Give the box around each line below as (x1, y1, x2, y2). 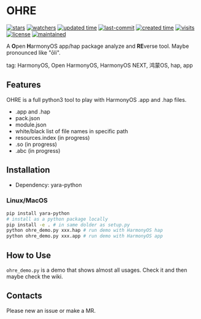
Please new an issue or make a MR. (6, 307, 96, 314)
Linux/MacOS (6, 196, 48, 205)
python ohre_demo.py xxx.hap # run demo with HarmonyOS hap (6, 228, 164, 234)
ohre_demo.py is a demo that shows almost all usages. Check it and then (6, 266, 188, 274)
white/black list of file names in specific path (15, 127, 129, 135)
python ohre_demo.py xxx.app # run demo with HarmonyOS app (6, 233, 164, 239)
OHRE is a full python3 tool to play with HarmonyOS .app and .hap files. (6, 96, 187, 103)
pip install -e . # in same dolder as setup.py (6, 221, 131, 228)
